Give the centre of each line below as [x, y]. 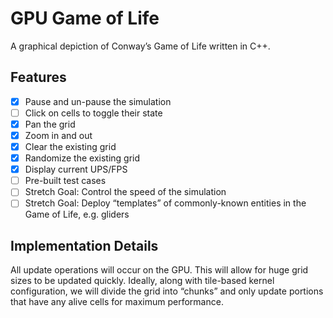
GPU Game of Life [85, 18]
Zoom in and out [58, 135]
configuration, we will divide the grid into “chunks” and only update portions [167, 291]
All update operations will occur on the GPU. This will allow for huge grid [159, 270]
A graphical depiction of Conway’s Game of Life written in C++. [140, 46]
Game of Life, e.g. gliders [77, 214]
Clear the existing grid [70, 146]
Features [38, 77]
